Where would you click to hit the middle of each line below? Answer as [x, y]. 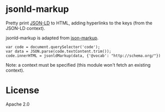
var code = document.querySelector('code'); [53, 47]
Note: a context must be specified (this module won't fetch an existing [78, 65]
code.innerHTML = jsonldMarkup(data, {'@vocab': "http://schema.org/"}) [83, 56]
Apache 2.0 [18, 104]
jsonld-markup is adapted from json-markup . [52, 38]
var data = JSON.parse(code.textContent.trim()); [59, 51]
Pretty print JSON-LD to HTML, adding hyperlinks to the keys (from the [79, 23]
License [23, 90]
